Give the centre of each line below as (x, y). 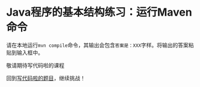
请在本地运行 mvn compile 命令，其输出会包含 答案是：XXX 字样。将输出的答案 (97, 45)
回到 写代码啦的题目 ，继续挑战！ (46, 78)
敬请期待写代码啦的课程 (35, 65)
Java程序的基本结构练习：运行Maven (99, 12)
